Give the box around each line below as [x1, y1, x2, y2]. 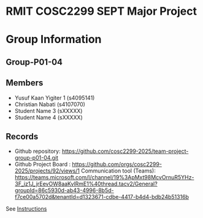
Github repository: [14, 147, 61, 155]
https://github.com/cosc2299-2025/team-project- [61, 147, 189, 155]
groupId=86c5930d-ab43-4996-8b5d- [14, 187, 114, 194]
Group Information [6, 33, 102, 47]
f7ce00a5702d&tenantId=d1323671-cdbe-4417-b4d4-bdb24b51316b [14, 193, 190, 201]
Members [6, 78, 44, 88]
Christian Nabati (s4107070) [14, 100, 85, 108]
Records [6, 131, 39, 142]
